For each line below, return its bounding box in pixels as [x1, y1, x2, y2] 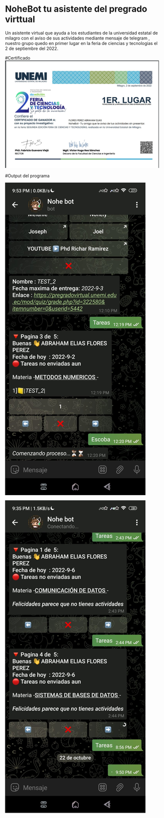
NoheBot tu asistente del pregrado [5, 3, 147, 15]
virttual [5, 14, 35, 25]
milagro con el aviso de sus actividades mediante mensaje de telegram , [5, 35, 150, 41]
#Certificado [5, 55, 31, 61]
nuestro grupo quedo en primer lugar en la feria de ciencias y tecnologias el [5, 40, 158, 46]
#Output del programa [5, 172, 50, 179]
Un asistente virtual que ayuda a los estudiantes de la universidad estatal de [5, 30, 158, 36]
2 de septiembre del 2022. [5, 45, 59, 51]
